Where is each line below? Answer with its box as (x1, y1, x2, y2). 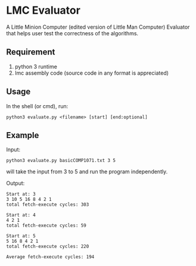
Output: (6, 180, 25, 187)
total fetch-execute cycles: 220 (6, 243, 89, 250)
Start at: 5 (6, 233, 36, 239)
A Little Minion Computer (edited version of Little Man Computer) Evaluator (6, 23, 190, 30)
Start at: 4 (6, 212, 36, 218)
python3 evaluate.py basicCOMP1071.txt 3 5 (6, 158, 116, 164)
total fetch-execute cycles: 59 (6, 222, 86, 229)
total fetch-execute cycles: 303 (6, 201, 89, 208)
